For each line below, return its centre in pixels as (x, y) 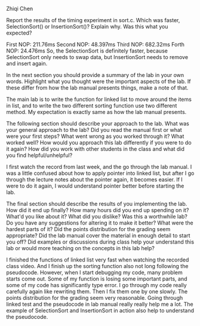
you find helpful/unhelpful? (39, 155)
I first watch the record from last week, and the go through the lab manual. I (99, 167)
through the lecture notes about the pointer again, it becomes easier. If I (95, 179)
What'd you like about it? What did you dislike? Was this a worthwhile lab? (97, 216)
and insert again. (27, 63)
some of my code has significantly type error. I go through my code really (96, 285)
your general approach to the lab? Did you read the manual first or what (94, 130)
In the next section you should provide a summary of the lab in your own (95, 75)
